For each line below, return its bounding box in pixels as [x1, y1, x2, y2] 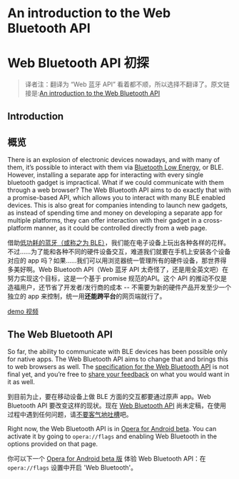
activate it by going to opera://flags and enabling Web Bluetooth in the [7, 432, 218, 440]
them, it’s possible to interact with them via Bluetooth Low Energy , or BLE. [7, 163, 224, 172]
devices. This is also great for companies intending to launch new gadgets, [7, 201, 228, 210]
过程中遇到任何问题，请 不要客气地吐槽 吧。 [7, 410, 133, 419]
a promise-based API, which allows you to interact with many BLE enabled [7, 193, 226, 202]
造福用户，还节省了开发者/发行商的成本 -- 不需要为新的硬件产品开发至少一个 [7, 283, 232, 292]
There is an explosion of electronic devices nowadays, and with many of [7, 156, 220, 164]
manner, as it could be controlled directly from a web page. [33, 223, 208, 233]
